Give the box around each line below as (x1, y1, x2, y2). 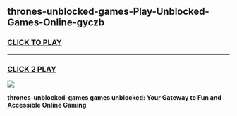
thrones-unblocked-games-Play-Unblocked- (7, 6, 209, 18)
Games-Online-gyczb (7, 17, 104, 29)
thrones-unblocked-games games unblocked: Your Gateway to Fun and (7, 93, 222, 101)
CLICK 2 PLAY (7, 64, 56, 74)
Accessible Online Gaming (7, 101, 87, 109)
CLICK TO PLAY (7, 38, 62, 48)
